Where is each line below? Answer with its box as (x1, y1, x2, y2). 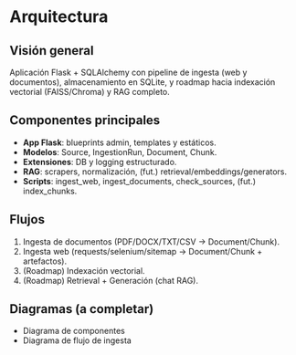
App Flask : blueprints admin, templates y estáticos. (22, 137, 217, 148)
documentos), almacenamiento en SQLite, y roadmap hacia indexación (9, 77, 276, 88)
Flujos (9, 212, 46, 227)
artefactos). (22, 256, 67, 266)
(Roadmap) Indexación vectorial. (22, 265, 145, 276)
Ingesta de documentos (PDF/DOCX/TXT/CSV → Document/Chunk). (22, 235, 280, 247)
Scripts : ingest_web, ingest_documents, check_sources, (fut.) (22, 175, 257, 186)
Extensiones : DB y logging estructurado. (22, 156, 177, 167)
